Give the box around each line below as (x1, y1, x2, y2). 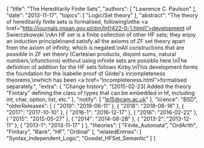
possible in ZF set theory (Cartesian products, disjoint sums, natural (6, 51, 177, 57)
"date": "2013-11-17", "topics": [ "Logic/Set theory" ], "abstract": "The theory (6, 12, 199, 19)
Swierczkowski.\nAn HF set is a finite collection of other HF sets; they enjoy (6, 31, 196, 38)
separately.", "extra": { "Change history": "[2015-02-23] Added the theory (6, 83, 191, 90)
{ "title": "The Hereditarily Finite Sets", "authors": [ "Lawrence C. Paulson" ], (6, 5, 197, 12)
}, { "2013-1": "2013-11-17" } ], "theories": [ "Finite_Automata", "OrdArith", (14, 122, 198, 129)
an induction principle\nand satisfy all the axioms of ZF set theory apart (6, 38, 186, 44)
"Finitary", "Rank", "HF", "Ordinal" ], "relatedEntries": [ (6, 128, 142, 135)
